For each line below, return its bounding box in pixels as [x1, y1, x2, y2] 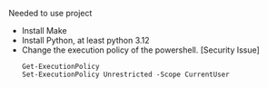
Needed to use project [8, 8, 93, 18]
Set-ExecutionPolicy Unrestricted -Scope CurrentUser [21, 70, 230, 79]
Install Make [21, 25, 67, 35]
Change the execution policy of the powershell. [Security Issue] [21, 44, 260, 55]
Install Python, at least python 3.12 [21, 35, 151, 45]
